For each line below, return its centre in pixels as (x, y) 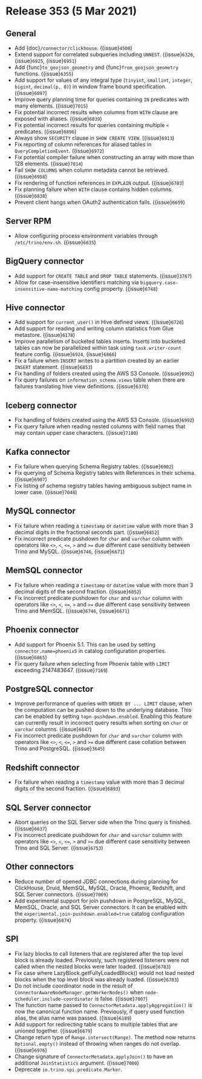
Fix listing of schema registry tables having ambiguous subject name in (103, 486)
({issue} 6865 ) (31, 657)
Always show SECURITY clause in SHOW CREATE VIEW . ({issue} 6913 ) (94, 138)
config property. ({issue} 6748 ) (121, 288)
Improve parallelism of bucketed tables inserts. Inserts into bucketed (100, 341)
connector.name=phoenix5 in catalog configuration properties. (90, 651)
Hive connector (35, 308)
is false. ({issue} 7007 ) (121, 999)
